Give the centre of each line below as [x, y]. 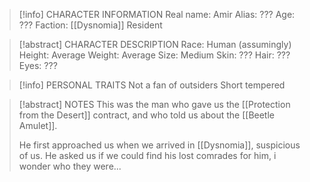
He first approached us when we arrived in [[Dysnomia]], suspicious [159, 145]
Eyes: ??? [38, 65]
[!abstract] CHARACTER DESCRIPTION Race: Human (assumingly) [155, 44]
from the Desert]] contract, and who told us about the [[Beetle [146, 115]
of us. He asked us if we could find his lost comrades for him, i [147, 155]
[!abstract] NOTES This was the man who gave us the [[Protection [154, 104]
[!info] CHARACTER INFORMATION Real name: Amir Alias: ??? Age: [157, 14]
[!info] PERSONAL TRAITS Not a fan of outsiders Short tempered [152, 85]
